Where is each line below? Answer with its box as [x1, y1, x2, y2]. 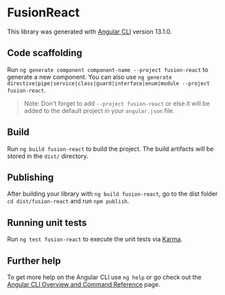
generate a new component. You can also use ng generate [7, 73, 172, 81]
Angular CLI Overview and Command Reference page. [7, 281, 161, 288]
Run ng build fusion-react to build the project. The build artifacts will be [7, 144, 214, 153]
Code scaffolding [7, 47, 82, 59]
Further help [7, 255, 62, 266]
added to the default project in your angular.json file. [23, 106, 175, 114]
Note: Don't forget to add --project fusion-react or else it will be [23, 99, 211, 107]
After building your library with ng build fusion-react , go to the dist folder [7, 190, 218, 198]
